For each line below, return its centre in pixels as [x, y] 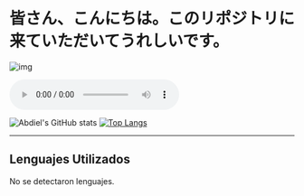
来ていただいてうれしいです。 [119, 41]
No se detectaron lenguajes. [62, 181]
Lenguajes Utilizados [70, 159]
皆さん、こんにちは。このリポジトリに [152, 19]
